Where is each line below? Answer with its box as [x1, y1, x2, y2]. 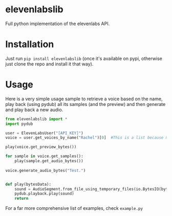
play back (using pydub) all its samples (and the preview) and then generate [5, 101, 166, 107]
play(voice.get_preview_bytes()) [5, 144, 77, 149]
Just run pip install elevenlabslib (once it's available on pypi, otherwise [5, 55, 162, 61]
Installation [5, 38, 54, 50]
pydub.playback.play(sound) [14, 191, 74, 197]
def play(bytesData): [5, 182, 52, 187]
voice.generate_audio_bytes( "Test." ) [5, 168, 86, 173]
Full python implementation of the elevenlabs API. [5, 20, 110, 27]
